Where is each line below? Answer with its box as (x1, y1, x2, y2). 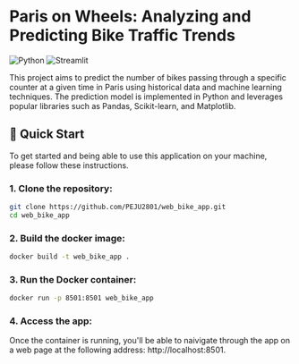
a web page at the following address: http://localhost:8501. (9, 344, 226, 355)
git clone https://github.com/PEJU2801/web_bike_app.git (9, 203, 226, 212)
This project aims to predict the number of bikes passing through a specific (9, 72, 286, 82)
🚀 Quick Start (9, 127, 85, 142)
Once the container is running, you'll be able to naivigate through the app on (9, 335, 291, 346)
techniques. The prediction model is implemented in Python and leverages (9, 91, 284, 102)
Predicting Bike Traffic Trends (9, 25, 235, 46)
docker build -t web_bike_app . (9, 252, 130, 261)
